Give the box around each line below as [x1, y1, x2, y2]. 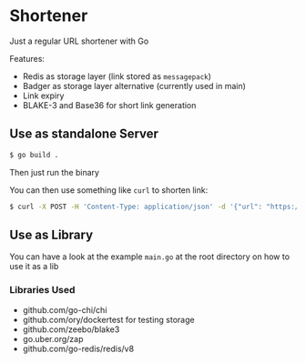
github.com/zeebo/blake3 [22, 324, 120, 335]
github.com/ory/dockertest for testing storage [22, 314, 195, 325]
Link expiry [22, 90, 65, 101]
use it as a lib [9, 261, 59, 272]
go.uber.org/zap [22, 333, 84, 344]
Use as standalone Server [9, 126, 159, 142]
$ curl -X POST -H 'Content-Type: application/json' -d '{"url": [9, 202, 262, 211]
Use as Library [9, 227, 94, 242]
